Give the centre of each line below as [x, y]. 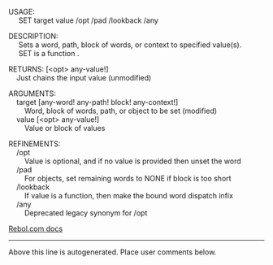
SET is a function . [49, 53]
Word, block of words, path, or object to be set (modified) [121, 111]
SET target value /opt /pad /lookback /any [88, 20]
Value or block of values [65, 128]
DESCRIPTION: [33, 36]
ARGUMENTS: [32, 93]
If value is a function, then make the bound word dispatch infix [129, 195]
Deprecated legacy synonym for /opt [86, 213]
